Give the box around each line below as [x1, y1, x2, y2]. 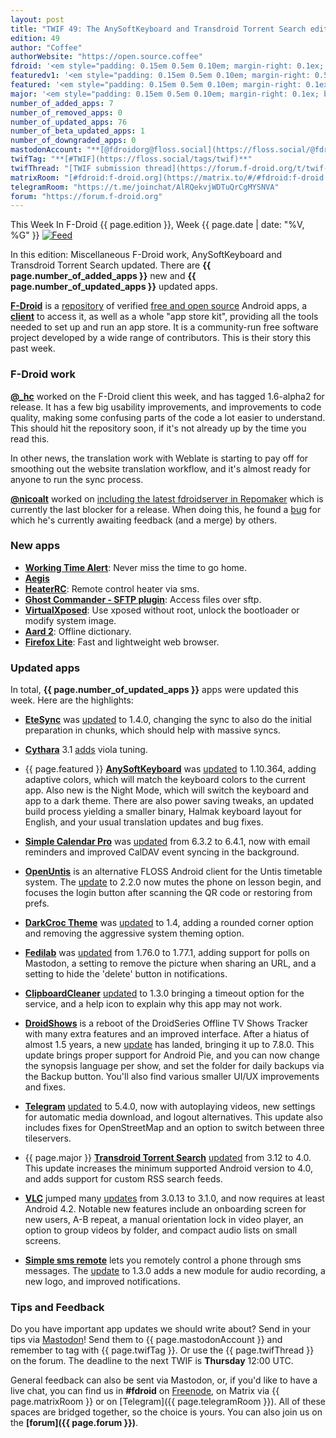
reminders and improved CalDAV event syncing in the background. [24, 846, 300, 858]
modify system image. [24, 614, 117, 626]
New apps [10, 539, 61, 553]
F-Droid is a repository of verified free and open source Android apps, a [10, 300, 308, 312]
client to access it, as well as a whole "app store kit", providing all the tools [10, 311, 319, 323]
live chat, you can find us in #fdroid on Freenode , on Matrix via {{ [10, 1385, 280, 1397]
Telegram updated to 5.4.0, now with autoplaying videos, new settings [24, 1101, 316, 1113]
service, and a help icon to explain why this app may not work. [24, 998, 283, 1010]
